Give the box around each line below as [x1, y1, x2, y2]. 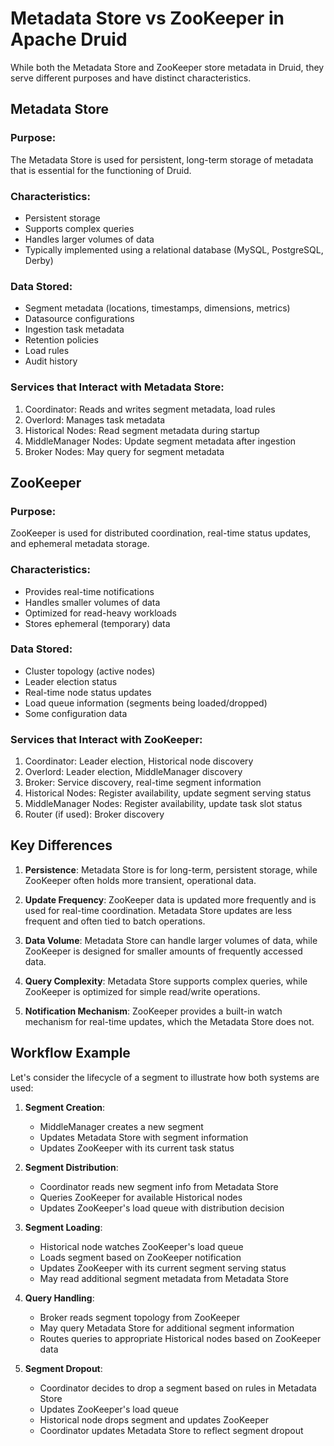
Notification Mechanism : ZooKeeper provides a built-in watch [24, 1005, 283, 1017]
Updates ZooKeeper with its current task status [39, 1142, 235, 1154]
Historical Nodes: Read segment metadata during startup [24, 424, 260, 436]
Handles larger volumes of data [24, 233, 155, 245]
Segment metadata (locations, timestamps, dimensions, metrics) [24, 302, 291, 314]
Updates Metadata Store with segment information [39, 1131, 249, 1143]
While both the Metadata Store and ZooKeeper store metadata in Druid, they [10, 61, 325, 73]
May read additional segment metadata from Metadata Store [39, 1272, 289, 1284]
